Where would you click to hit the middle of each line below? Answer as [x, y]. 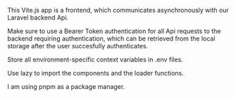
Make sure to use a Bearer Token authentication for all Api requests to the [114, 31]
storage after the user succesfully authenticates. [78, 46]
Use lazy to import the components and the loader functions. [96, 73]
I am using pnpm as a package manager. [66, 86]
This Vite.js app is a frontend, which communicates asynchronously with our [118, 10]
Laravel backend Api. [38, 17]
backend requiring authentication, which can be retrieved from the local [111, 38]
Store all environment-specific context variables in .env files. [95, 59]
